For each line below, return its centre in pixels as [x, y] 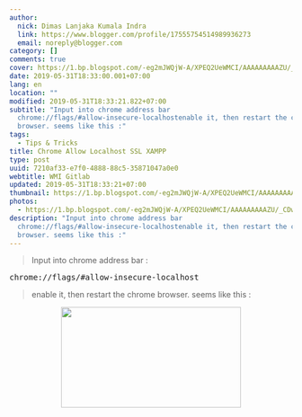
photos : [24, 202]
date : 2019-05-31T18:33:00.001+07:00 [80, 76]
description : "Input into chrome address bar [96, 218]
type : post [30, 160]
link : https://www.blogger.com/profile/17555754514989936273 [134, 34]
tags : [19, 135]
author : [24, 18]
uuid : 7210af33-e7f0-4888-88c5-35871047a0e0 [94, 168]
